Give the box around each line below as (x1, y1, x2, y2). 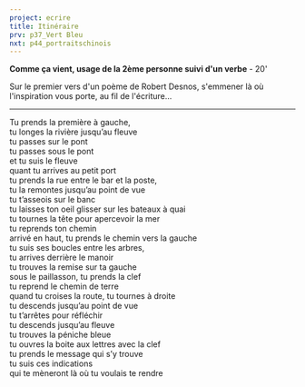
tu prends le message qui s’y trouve (9, 349, 143, 360)
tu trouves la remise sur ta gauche (9, 262, 138, 273)
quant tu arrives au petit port (9, 165, 116, 176)
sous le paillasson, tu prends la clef (9, 272, 142, 283)
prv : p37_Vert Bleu (9, 30, 84, 39)
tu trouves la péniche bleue (9, 329, 112, 341)
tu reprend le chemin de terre (9, 281, 120, 292)
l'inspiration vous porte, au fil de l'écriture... (9, 91, 172, 102)
